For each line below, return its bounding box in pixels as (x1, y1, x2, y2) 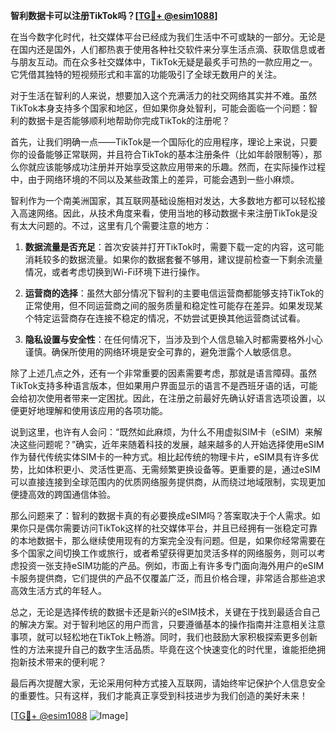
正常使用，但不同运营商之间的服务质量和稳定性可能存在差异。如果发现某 (24, 300, 323, 311)
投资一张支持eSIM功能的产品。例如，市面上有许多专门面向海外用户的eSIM (18, 560, 325, 571)
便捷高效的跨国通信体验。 (10, 489, 116, 500)
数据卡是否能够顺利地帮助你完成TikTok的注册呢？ (27, 115, 231, 126)
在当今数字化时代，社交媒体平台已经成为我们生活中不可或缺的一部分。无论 (10, 31, 317, 43)
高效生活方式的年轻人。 (10, 585, 107, 596)
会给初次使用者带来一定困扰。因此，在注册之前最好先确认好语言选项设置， (10, 392, 317, 404)
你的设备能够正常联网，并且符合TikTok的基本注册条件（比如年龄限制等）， (10, 149, 314, 160)
